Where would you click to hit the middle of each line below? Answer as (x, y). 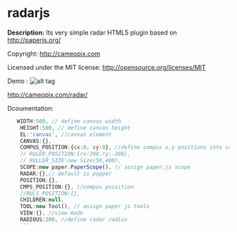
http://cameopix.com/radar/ (48, 94)
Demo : (18, 81)
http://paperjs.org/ (34, 39)
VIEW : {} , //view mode (51, 213)
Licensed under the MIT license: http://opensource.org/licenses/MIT (107, 67)
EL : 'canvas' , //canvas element (66, 134)
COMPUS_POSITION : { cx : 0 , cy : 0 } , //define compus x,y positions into (121, 147)
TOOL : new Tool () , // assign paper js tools (85, 207)
